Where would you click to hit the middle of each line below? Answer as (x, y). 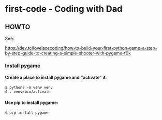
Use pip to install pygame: (32, 103)
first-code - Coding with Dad (64, 9)
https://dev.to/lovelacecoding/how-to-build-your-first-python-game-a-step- (81, 48)
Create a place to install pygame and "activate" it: (56, 77)
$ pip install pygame (27, 113)
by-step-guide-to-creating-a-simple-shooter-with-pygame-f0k (68, 53)
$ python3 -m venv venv (29, 88)
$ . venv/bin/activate (28, 92)
